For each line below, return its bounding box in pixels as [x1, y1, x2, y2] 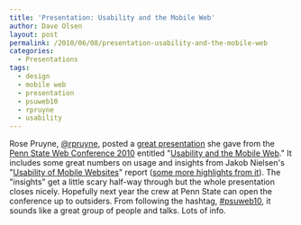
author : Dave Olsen [9, 22, 83, 31]
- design [17, 72, 50, 81]
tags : [9, 64, 30, 73]
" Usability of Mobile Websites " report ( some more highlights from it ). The [9, 167, 281, 178]
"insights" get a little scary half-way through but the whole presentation [9, 176, 276, 187]
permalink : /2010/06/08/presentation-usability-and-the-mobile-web [9, 38, 269, 48]
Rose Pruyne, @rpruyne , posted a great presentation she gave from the [9, 139, 275, 149]
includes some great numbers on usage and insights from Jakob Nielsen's [9, 157, 286, 168]
